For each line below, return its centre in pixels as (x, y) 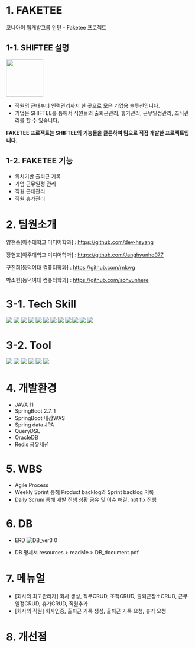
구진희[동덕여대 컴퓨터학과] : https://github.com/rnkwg (71, 267)
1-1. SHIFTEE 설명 (38, 48)
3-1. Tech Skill (41, 304)
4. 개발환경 (32, 388)
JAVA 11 (24, 405)
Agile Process (32, 485)
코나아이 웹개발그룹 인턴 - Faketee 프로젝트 (56, 27)
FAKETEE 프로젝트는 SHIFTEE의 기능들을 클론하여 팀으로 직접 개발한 (85, 133)
